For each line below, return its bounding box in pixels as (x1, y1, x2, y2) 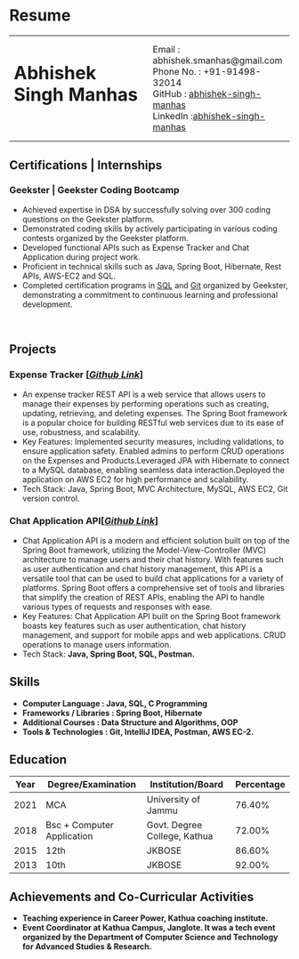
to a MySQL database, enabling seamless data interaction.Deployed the (21, 464, 285, 475)
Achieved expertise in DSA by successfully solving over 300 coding (21, 204, 271, 214)
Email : (152, 43, 181, 55)
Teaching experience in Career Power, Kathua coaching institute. (21, 913, 269, 923)
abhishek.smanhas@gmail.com (152, 54, 283, 67)
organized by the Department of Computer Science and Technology (21, 931, 279, 943)
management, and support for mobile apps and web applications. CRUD (21, 629, 287, 641)
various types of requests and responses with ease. (21, 601, 213, 612)
